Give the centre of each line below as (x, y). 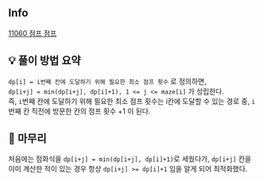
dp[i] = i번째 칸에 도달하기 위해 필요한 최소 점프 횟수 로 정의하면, (107, 81)
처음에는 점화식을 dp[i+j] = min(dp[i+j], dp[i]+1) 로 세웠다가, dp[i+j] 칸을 (130, 159)
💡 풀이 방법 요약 (44, 61)
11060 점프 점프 (33, 33)
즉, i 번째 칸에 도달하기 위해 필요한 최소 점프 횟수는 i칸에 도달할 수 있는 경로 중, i (132, 101)
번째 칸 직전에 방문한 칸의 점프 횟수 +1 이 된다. (79, 111)
